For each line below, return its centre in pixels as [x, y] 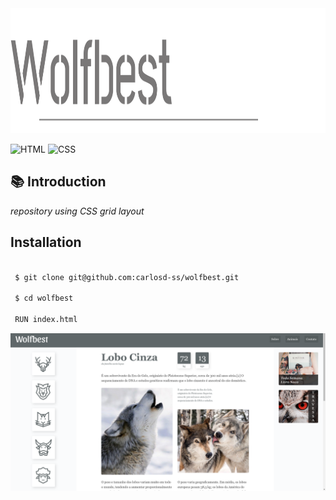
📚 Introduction [58, 182]
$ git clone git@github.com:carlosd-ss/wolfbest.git [127, 277]
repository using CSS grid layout [77, 211]
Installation [46, 242]
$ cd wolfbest [44, 298]
